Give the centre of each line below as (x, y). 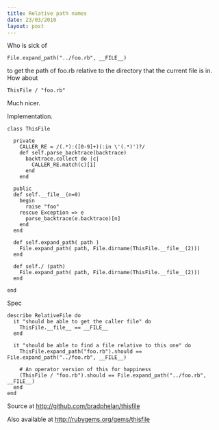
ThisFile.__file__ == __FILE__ (64, 328)
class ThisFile (29, 129)
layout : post (26, 26)
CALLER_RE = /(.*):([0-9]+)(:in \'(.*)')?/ (82, 147)
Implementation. (30, 116)
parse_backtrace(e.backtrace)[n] (73, 219)
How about (23, 78)
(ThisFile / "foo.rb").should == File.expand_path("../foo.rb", (113, 376)
